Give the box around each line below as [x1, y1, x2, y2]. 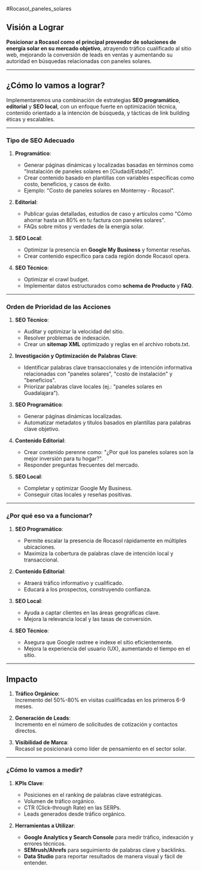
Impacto [6, 674, 38, 684]
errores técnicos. [23, 840, 66, 847]
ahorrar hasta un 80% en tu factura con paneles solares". [23, 216, 166, 224]
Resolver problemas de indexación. [23, 334, 111, 341]
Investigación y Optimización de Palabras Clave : [14, 352, 138, 359]
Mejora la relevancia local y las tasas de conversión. [23, 615, 153, 623]
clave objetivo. [23, 425, 60, 433]
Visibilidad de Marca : [14, 739, 69, 746]
